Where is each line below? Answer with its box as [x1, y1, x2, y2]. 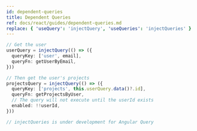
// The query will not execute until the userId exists [11, 97, 154, 103]
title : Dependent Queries [6, 14, 71, 20]
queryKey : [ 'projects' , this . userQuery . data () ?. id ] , [11, 86, 146, 92]
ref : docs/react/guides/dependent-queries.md [6, 20, 122, 26]
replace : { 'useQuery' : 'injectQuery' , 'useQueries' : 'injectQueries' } [6, 25, 192, 32]
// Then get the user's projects [6, 75, 90, 81]
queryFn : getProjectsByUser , [11, 92, 84, 98]
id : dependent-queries [6, 8, 63, 15]
